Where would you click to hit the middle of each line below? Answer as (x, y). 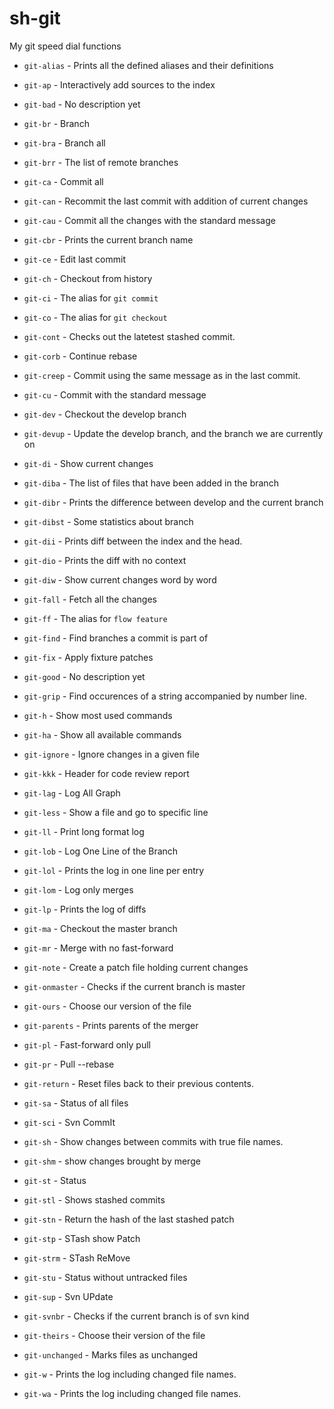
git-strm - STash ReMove (77, 1258)
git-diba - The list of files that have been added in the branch (151, 483)
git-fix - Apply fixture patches (88, 657)
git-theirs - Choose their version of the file (114, 1335)
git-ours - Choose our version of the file (107, 1006)
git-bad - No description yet (82, 104)
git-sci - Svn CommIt (69, 1122)
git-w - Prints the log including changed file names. (130, 1374)
